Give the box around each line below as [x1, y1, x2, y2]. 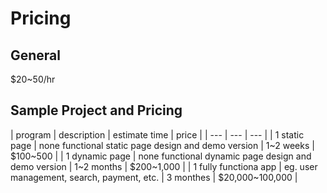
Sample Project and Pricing [10, 102, 183, 119]
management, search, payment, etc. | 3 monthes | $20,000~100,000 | [10, 171, 298, 183]
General [10, 47, 62, 64]
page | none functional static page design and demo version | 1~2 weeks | [10, 139, 315, 151]
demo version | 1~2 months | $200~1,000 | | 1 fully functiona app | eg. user [10, 160, 318, 172]
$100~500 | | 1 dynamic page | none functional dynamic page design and [10, 150, 312, 162]
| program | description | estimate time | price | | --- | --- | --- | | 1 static [10, 128, 305, 141]
